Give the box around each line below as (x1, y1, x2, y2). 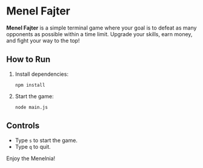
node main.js (14, 104, 48, 110)
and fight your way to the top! (6, 37, 80, 44)
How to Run (6, 54, 51, 64)
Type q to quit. (14, 143, 51, 150)
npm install (14, 82, 45, 88)
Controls (6, 120, 40, 131)
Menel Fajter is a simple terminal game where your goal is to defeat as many (6, 24, 197, 31)
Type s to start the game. (14, 137, 78, 144)
